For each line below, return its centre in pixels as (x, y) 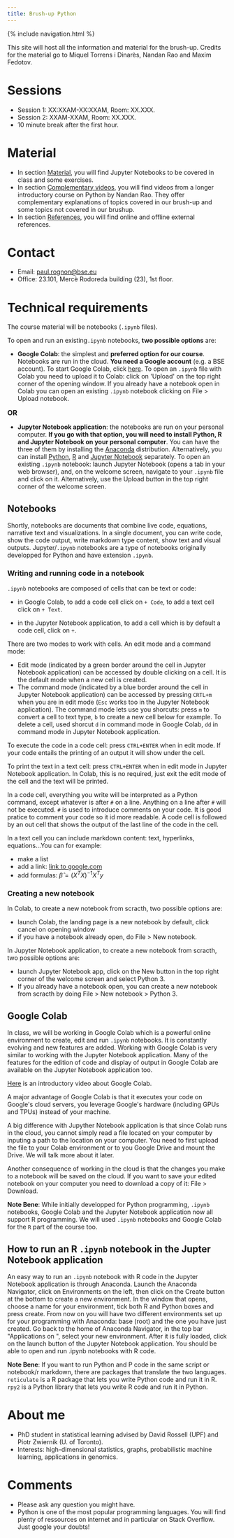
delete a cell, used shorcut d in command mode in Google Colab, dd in (118, 724)
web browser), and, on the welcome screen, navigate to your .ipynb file (120, 472)
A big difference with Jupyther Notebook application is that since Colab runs (117, 1126)
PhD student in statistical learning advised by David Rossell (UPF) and (118, 1434)
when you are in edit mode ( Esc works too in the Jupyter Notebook (113, 702)
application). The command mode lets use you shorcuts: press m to (113, 710)
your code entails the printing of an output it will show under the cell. (106, 753)
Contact (31, 252)
